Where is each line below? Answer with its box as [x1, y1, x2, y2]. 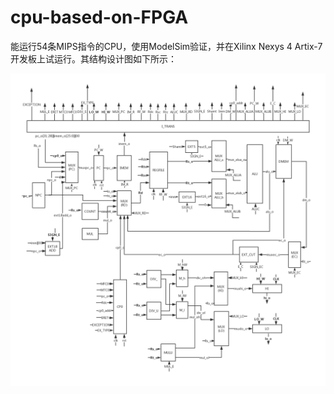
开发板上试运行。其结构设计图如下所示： [10, 52, 177, 65]
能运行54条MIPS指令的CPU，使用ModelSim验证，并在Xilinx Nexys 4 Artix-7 [10, 40, 323, 52]
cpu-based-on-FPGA [10, 6, 189, 29]
